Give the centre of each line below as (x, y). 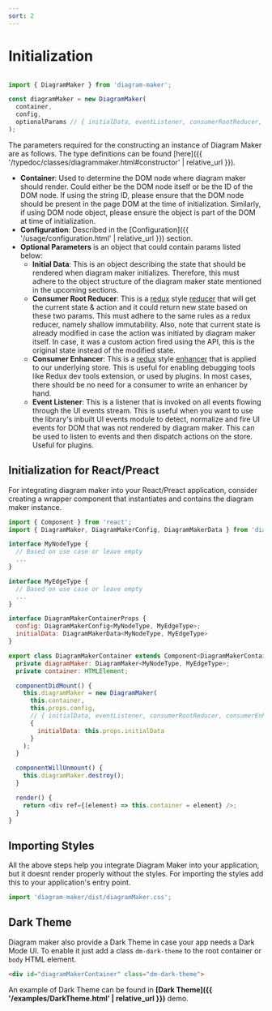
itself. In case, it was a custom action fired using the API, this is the (143, 341)
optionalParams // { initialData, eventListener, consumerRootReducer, (139, 122)
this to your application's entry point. (70, 882)
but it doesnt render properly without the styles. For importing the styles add (136, 874)
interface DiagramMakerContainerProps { (78, 619)
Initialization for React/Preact (84, 471)
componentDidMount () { (54, 686)
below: (31, 255)
